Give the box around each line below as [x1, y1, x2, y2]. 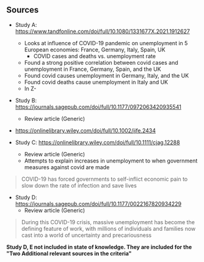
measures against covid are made [24, 163, 110, 170]
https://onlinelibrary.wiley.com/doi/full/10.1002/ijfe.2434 [15, 126, 156, 134]
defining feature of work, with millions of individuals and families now [21, 225, 196, 232]
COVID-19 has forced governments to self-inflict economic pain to [21, 175, 188, 183]
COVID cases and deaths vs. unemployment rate [33, 52, 156, 60]
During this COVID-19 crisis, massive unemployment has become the [21, 218, 195, 225]
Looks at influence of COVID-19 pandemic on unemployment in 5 [24, 39, 188, 46]
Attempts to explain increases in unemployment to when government [24, 157, 198, 164]
